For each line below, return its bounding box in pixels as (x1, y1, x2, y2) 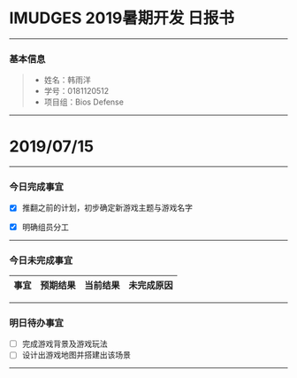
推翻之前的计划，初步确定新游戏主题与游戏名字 (21, 203, 193, 213)
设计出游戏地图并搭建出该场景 (21, 350, 131, 360)
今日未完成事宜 (9, 254, 73, 266)
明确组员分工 (21, 221, 69, 232)
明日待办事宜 (9, 316, 65, 328)
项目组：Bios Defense (43, 96, 124, 107)
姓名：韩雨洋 (43, 74, 91, 85)
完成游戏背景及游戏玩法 (21, 338, 108, 350)
